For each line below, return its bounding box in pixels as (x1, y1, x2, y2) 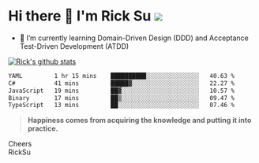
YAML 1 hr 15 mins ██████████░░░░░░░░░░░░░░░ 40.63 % (8, 72, 235, 80)
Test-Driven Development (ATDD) (19, 41, 129, 50)
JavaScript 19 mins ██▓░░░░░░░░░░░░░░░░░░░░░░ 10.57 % (8, 87, 235, 94)
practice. (27, 124, 58, 133)
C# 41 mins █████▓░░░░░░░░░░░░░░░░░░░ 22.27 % (8, 79, 235, 87)
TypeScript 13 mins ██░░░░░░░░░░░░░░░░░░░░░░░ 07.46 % (8, 102, 235, 109)
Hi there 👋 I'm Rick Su (8, 7, 152, 25)
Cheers (8, 139, 32, 149)
